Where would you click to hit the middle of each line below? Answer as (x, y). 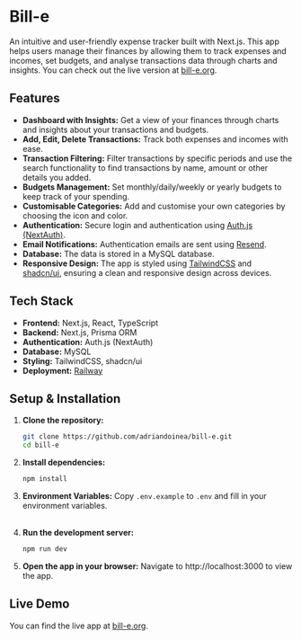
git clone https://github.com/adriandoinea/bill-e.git (127, 437)
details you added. (57, 177)
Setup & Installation (65, 399)
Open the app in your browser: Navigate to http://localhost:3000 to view (157, 566)
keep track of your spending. (76, 196)
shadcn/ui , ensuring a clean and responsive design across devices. (147, 272)
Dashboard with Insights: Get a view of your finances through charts (150, 120)
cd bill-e (41, 445)
